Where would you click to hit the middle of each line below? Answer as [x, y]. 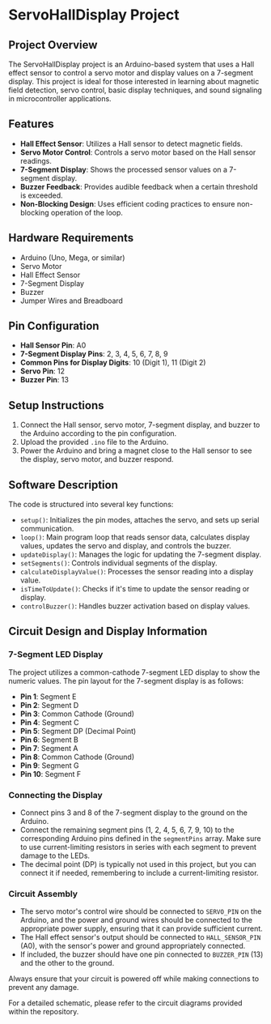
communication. [47, 529]
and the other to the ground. [67, 963]
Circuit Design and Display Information [108, 631]
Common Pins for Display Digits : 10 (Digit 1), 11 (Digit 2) [113, 363]
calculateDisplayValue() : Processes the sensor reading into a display [137, 572]
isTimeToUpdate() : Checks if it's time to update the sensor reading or [135, 589]
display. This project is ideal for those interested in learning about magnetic [134, 81]
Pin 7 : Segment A [49, 748]
